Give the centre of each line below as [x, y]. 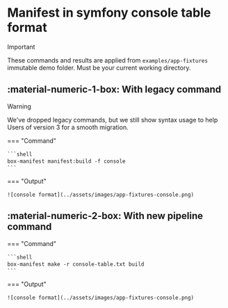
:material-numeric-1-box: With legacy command [114, 89]
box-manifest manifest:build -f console [67, 161]
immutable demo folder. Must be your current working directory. [99, 67]
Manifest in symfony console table [109, 13]
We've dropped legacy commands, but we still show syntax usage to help [113, 120]
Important [21, 47]
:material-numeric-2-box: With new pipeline [105, 216]
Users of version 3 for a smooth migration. [68, 127]
